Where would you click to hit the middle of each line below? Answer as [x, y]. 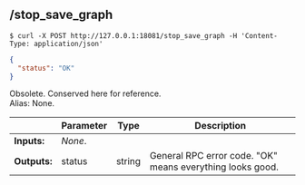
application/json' [68, 44]
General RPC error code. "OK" [214, 156]
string [129, 161]
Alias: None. [32, 103]
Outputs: [33, 161]
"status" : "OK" [46, 68]
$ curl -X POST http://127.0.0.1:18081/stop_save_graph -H [123, 35]
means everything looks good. [214, 167]
